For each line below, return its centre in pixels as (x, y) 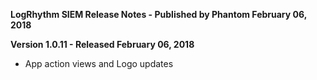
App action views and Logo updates (99, 63)
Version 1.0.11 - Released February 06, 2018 (102, 44)
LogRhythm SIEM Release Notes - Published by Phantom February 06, (158, 14)
